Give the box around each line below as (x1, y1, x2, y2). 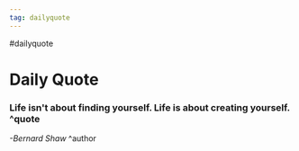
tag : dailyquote (9, 13, 70, 22)
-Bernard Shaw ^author (9, 133, 97, 144)
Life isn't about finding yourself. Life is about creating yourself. (9, 101, 291, 113)
